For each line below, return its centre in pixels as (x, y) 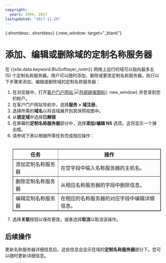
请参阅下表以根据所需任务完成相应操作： (53, 136)
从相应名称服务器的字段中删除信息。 (103, 185)
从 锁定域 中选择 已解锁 (34, 117)
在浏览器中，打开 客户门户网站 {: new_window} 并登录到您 (86, 92)
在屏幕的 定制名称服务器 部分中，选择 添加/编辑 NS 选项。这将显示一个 (82, 123)
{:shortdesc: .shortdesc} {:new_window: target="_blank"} (63, 33)
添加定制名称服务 (35, 164)
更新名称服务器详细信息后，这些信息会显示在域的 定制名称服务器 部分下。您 (81, 250)
